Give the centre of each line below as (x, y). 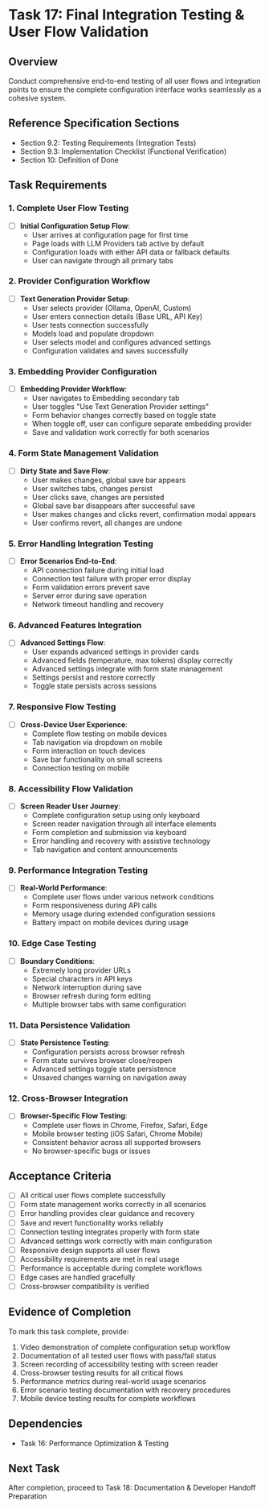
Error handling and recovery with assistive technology (121, 841)
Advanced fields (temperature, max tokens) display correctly (132, 660)
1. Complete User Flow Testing (69, 209)
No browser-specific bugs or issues (91, 1151)
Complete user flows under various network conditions (123, 897)
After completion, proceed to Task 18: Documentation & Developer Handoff (132, 1488)
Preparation (28, 1496)
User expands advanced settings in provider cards (115, 652)
